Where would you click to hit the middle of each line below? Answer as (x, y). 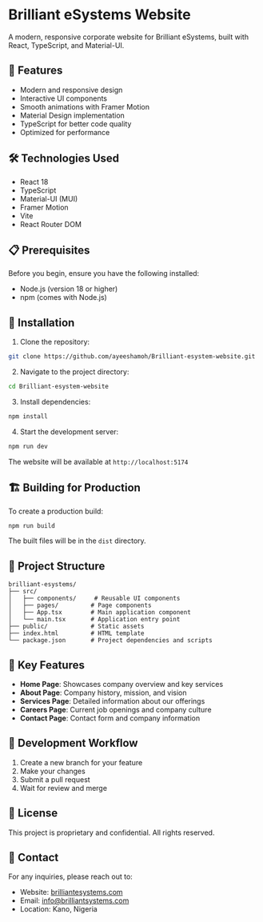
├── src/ (23, 592)
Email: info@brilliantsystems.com (74, 900)
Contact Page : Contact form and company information (110, 718)
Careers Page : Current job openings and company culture (116, 710)
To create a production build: (56, 511)
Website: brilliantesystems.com (71, 892)
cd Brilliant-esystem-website (59, 387)
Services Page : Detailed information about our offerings (112, 701)
